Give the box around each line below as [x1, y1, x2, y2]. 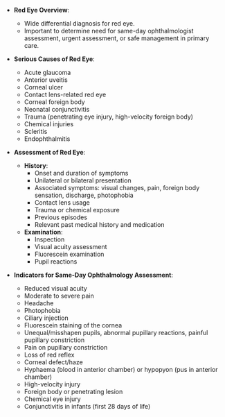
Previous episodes [34, 213, 88, 221]
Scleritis [24, 128, 48, 135]
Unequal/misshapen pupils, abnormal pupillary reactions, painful [24, 329, 208, 337]
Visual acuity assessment [34, 243, 107, 250]
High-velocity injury [24, 380, 81, 388]
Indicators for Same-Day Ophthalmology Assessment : [13, 271, 174, 279]
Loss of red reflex [24, 350, 75, 359]
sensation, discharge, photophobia [34, 191, 134, 199]
